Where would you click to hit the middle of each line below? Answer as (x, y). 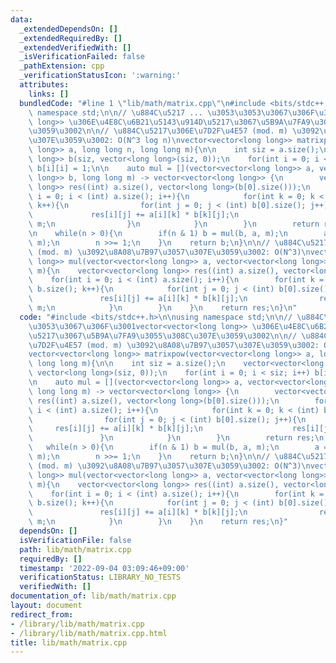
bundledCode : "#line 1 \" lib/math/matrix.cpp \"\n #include (143, 103)
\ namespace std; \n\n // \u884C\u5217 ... (115, 112)
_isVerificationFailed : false (82, 57)
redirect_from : (42, 614)
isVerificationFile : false (75, 540)
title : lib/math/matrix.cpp (69, 642)
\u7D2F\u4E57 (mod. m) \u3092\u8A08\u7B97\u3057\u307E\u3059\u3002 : (174, 345)
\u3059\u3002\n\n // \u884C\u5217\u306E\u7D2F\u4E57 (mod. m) (158, 131)
